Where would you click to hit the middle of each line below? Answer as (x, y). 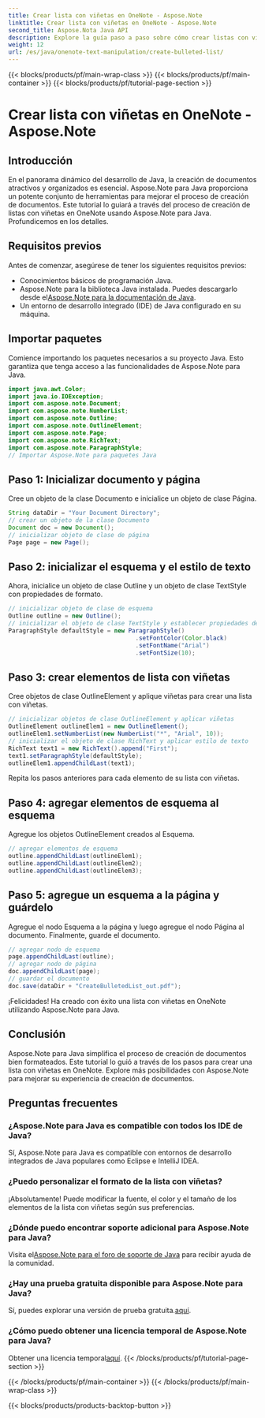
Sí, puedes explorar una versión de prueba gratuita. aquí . (100, 1311)
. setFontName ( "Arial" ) (173, 645)
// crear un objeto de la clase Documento (79, 521)
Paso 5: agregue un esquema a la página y (114, 896)
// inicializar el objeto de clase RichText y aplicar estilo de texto (128, 741)
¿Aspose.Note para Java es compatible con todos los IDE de (125, 1125)
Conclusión (37, 1034)
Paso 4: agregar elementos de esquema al (114, 802)
